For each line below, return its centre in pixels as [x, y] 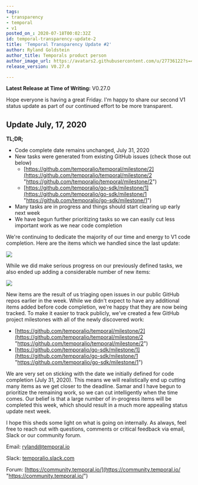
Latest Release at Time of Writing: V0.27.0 [58, 89]
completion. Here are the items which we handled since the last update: [93, 243]
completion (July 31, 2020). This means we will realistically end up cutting [96, 380]
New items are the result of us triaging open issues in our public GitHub [93, 294]
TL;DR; [15, 139]
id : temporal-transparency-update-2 [51, 39]
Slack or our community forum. [44, 435]
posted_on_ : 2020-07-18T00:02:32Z [49, 34]
